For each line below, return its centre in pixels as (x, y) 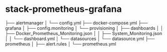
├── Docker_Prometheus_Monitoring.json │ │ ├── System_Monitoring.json (84, 33)
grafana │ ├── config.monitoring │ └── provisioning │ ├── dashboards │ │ (84, 28)
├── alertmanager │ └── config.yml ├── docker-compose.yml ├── (76, 23)
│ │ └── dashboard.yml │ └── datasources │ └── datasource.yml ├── (80, 39)
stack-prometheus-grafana (64, 9)
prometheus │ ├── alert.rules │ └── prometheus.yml (61, 44)
